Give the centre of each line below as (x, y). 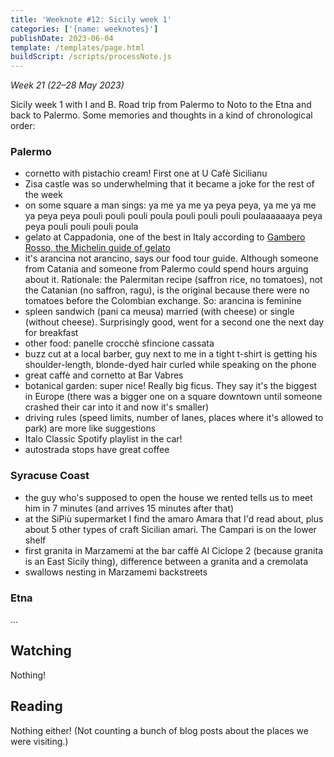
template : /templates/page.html (77, 47)
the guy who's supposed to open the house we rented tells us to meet (168, 497)
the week (43, 195)
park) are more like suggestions (90, 428)
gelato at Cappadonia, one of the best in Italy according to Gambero (165, 237)
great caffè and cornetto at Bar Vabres (104, 375)
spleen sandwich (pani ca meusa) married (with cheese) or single (159, 312)
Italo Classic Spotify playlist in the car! (103, 439)
